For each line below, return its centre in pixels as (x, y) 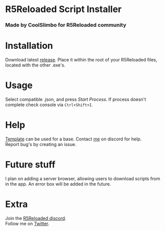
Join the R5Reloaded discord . (36, 218)
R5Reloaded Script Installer (63, 9)
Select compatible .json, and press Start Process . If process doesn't (76, 99)
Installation (29, 46)
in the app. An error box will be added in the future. (58, 184)
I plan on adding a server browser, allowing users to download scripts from (83, 178)
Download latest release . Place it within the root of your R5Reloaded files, (81, 60)
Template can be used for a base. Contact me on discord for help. (73, 139)
